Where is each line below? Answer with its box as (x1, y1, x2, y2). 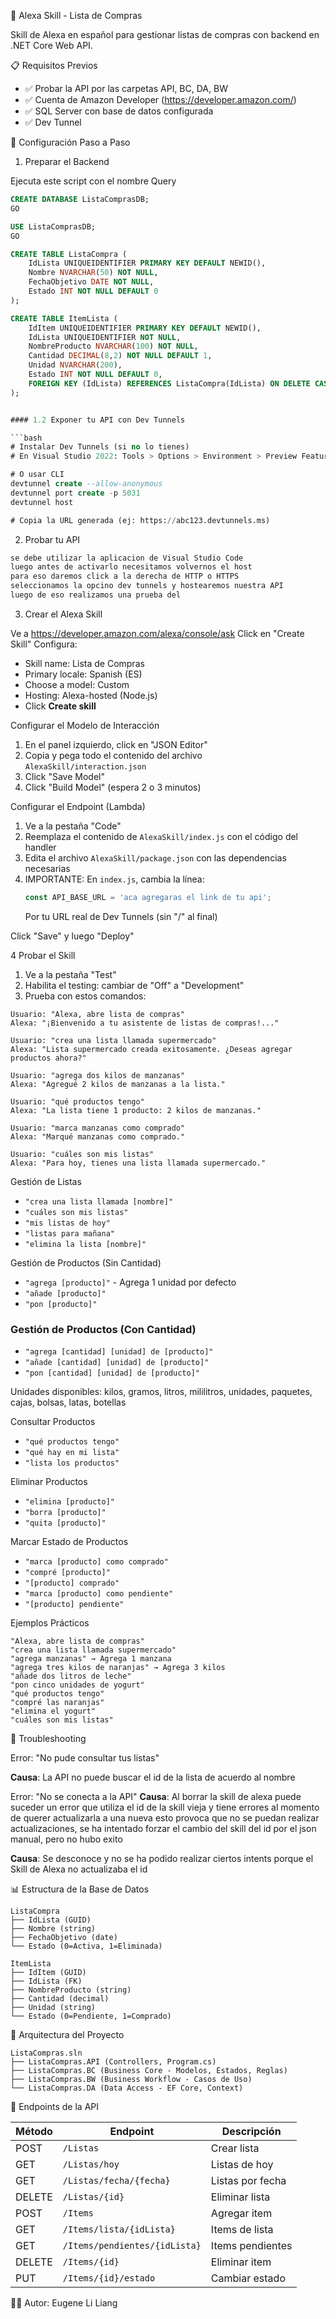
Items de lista (210, 2223, 274, 2237)
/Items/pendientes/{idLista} (62, 2240, 202, 2252)
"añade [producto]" (24, 1288, 107, 1299)
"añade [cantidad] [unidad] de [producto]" (24, 1358, 210, 1368)
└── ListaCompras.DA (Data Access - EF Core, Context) (10, 2083, 244, 2094)
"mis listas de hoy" (24, 1218, 111, 1228)
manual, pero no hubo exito (10, 1833, 123, 1845)
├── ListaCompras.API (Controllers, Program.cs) (10, 2057, 217, 2067)
